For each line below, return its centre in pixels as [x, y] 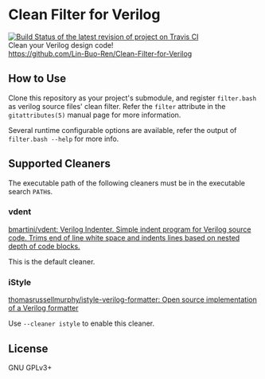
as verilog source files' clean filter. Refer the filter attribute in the [117, 106]
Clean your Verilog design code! [61, 45]
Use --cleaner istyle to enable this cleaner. [82, 323]
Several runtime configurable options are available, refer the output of [123, 130]
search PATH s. [31, 191]
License [28, 348]
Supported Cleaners [60, 164]
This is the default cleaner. [52, 261]
